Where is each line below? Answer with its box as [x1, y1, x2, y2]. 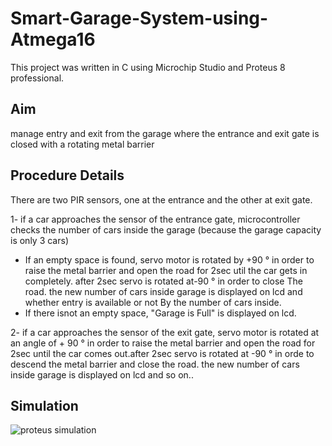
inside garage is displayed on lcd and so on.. [10, 368, 194, 381]
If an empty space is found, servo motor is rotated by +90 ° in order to [24, 253, 315, 266]
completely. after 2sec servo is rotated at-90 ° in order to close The [24, 275, 303, 287]
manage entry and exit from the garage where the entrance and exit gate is [10, 127, 320, 139]
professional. [10, 72, 65, 84]
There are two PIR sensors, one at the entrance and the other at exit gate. [10, 193, 313, 206]
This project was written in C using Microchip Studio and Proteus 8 [10, 61, 286, 73]
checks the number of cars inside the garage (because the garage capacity [10, 223, 322, 236]
